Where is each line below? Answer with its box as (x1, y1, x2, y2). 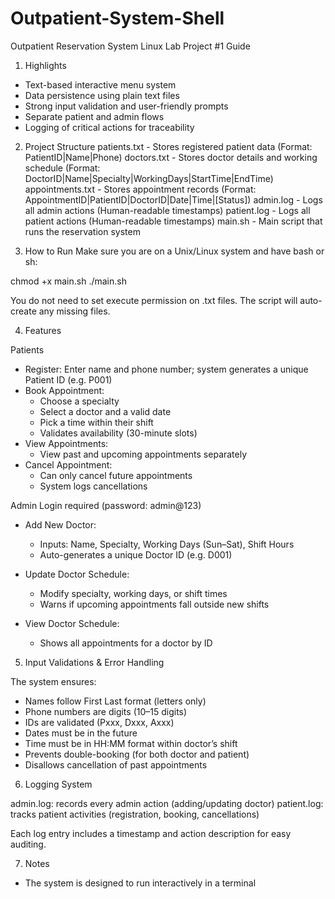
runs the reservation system (24, 225, 141, 237)
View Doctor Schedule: (24, 617, 120, 629)
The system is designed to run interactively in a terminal (24, 877, 257, 889)
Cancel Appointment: (24, 458, 113, 471)
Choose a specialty (39, 395, 120, 407)
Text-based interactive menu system (24, 78, 177, 91)
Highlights (24, 59, 67, 71)
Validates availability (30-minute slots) (39, 427, 198, 439)
